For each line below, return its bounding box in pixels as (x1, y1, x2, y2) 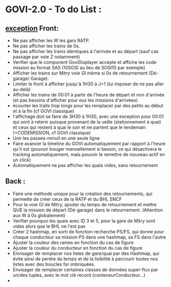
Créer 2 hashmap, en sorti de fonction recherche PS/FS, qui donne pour (12, 228, 164, 234)
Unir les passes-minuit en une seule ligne (12, 135, 100, 141)
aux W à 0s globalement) (12, 212, 66, 218)
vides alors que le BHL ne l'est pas (12, 223, 86, 229)
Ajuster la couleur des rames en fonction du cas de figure (12, 239, 134, 246)
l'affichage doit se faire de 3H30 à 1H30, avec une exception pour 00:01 (12, 113, 164, 119)
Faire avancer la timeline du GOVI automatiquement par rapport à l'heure (12, 140, 166, 147)
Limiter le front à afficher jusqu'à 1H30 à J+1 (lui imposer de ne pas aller (12, 81, 164, 87)
